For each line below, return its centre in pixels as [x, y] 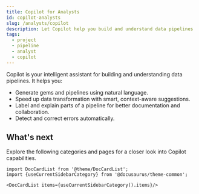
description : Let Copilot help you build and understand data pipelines [100, 29]
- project [24, 40]
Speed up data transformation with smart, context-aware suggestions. [103, 99]
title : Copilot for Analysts [43, 12]
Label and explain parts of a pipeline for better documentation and [97, 105]
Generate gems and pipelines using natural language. [82, 92]
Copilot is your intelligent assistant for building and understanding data [94, 74]
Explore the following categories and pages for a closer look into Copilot [96, 152]
